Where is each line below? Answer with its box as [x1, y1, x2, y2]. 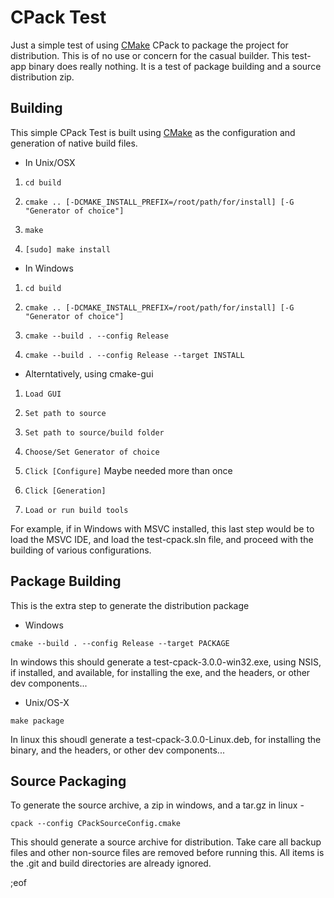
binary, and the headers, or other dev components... [10, 744, 225, 756]
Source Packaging [10, 772, 127, 790]
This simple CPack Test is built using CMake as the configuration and [10, 126, 296, 138]
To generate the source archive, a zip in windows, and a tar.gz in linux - [10, 799, 305, 811]
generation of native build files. [10, 137, 138, 149]
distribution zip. [10, 71, 75, 83]
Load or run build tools [24, 505, 129, 515]
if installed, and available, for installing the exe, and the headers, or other [10, 666, 311, 678]
